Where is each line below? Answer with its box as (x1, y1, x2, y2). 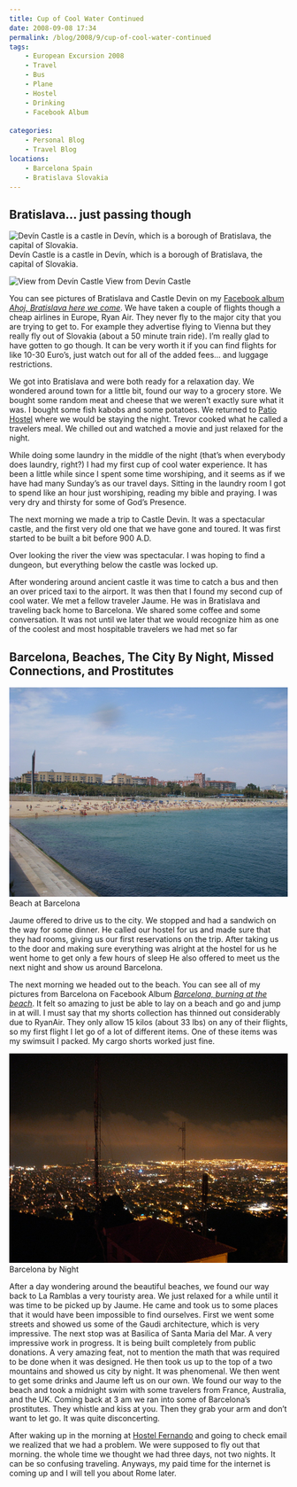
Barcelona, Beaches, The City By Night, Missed (9, 650, 274, 665)
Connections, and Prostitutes (9, 663, 174, 678)
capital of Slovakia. (9, 259, 79, 269)
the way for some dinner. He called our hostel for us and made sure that (9, 924, 271, 935)
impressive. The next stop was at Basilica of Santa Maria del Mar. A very (9, 1328, 272, 1339)
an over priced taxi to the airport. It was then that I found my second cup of (9, 586, 283, 597)
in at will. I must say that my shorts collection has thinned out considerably (9, 1008, 281, 1018)
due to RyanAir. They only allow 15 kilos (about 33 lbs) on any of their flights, (9, 1017, 288, 1028)
